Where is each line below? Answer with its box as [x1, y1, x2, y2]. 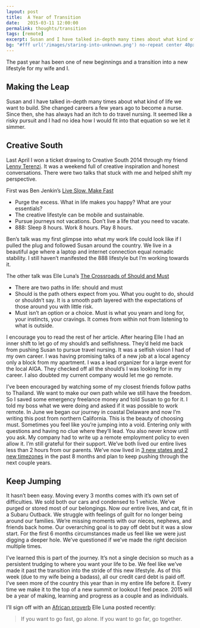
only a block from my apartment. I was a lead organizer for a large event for [6, 358, 192, 366]
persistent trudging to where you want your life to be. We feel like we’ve [6, 561, 183, 568]
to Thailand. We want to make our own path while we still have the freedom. [6, 389, 192, 397]
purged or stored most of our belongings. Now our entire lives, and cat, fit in [6, 505, 193, 512]
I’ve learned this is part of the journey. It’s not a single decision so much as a [6, 554, 194, 561]
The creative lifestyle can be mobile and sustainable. [14, 211, 145, 218]
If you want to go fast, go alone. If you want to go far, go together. [20, 615, 183, 623]
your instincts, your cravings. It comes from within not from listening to [14, 315, 189, 323]
